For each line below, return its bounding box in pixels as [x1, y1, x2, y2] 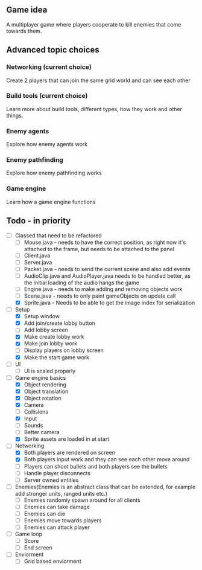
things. [6, 112, 24, 119]
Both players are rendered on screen [24, 449, 116, 456]
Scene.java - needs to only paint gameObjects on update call [24, 292, 176, 299]
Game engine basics [14, 374, 66, 381]
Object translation [24, 388, 69, 395]
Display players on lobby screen [24, 347, 104, 354]
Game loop [14, 531, 43, 538]
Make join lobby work [24, 340, 78, 347]
